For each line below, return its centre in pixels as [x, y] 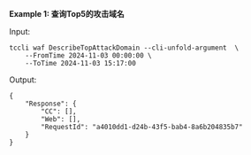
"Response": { [51, 104]
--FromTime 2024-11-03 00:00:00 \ [88, 56]
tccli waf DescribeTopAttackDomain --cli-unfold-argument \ [124, 48]
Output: [23, 80]
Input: [20, 31]
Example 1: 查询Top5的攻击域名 [67, 14]
